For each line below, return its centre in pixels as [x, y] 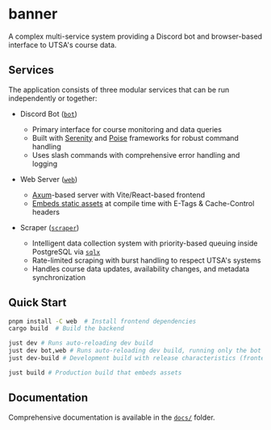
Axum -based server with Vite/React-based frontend [119, 195]
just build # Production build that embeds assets [95, 372]
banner [33, 14]
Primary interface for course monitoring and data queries [127, 129]
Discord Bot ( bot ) [49, 114]
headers [46, 212]
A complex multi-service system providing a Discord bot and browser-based [135, 36]
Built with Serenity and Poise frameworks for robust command [135, 138]
